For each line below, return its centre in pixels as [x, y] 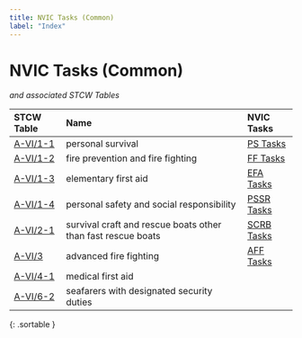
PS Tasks [266, 144]
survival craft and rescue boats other [144, 225]
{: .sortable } [32, 325]
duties [79, 302]
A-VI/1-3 [35, 179]
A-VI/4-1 [35, 277]
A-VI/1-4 [35, 205]
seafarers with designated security [139, 291]
